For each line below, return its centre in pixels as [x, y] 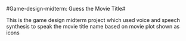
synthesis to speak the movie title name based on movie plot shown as [93, 26]
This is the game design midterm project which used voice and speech [93, 20]
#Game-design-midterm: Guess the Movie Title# [66, 9]
